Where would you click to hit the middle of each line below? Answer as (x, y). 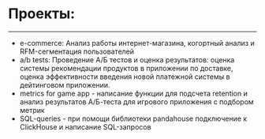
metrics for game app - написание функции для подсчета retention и (134, 93)
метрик (32, 110)
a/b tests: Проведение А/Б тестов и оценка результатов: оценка (127, 59)
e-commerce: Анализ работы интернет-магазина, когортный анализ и (137, 43)
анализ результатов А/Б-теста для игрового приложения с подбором (136, 101)
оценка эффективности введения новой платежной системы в (125, 77)
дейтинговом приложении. (65, 85)
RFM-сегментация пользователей (77, 51)
